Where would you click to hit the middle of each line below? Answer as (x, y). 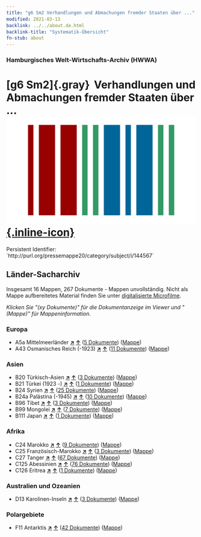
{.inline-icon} (41, 233)
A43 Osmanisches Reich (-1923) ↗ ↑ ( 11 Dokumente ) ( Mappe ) (92, 349)
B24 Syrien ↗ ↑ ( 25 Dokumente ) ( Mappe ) (67, 390)
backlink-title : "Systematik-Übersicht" (58, 32)
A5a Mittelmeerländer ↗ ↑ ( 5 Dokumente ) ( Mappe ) (78, 342)
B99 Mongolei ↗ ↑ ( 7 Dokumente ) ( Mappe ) (69, 409)
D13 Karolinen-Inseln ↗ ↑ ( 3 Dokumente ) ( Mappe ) (77, 499)
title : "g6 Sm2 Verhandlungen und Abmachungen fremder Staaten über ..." (101, 13)
